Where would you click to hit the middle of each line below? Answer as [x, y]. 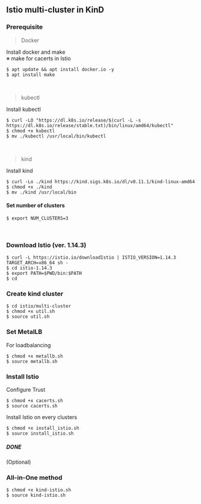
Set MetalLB [24, 332]
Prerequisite [25, 27]
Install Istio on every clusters [42, 417]
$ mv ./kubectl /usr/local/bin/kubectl [56, 136]
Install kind [20, 171]
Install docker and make [36, 52]
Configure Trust [26, 390]
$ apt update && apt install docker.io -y [60, 69]
